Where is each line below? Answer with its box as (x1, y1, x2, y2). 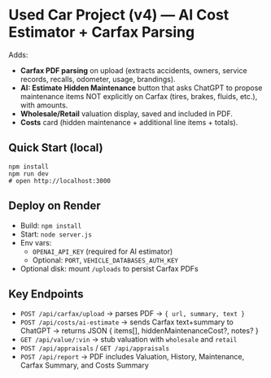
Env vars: (20, 237, 52, 247)
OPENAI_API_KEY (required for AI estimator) (32, 246, 173, 256)
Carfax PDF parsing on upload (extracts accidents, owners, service (20, 65, 247, 75)
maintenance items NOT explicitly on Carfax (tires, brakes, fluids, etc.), (20, 91, 258, 101)
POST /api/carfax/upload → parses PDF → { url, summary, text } (20, 309, 246, 319)
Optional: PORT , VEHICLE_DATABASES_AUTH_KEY (32, 254, 179, 265)
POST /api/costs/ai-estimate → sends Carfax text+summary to (20, 317, 234, 327)
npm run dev (8, 169, 49, 178)
